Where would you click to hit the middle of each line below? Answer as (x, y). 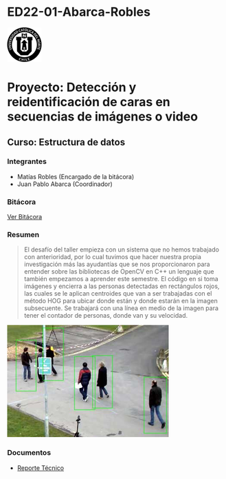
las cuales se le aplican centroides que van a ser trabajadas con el (118, 294)
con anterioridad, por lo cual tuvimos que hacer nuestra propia (112, 257)
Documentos (29, 453)
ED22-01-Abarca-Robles (79, 12)
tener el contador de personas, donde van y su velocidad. (105, 316)
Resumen (23, 235)
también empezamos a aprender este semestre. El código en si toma (121, 279)
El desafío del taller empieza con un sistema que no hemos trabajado (122, 249)
